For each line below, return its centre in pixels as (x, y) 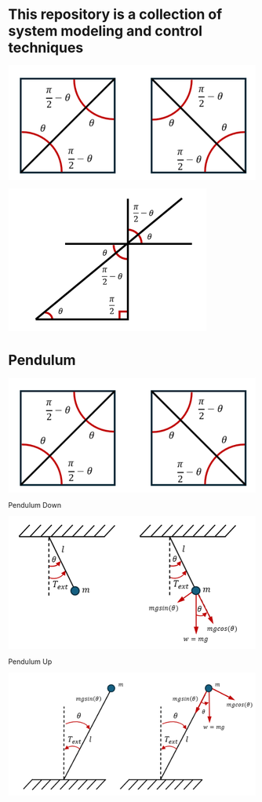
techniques (46, 48)
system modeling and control (105, 31)
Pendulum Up (30, 662)
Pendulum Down (35, 505)
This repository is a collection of (115, 15)
